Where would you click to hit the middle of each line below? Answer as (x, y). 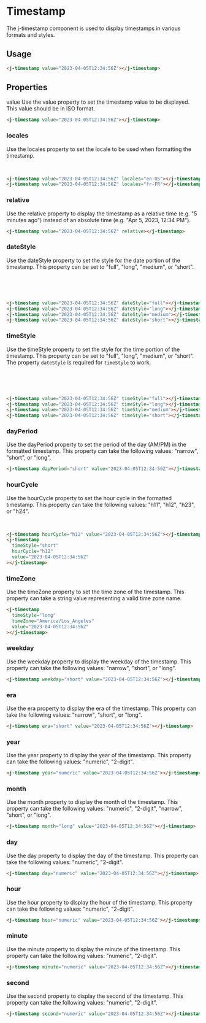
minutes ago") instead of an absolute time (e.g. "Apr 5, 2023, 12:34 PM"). (99, 220)
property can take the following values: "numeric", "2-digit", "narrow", (94, 809)
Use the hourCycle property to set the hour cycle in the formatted (89, 498)
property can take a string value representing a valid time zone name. (94, 598)
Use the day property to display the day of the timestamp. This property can (103, 855)
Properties (27, 87)
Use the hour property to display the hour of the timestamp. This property (100, 902)
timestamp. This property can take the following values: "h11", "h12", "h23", (101, 504)
